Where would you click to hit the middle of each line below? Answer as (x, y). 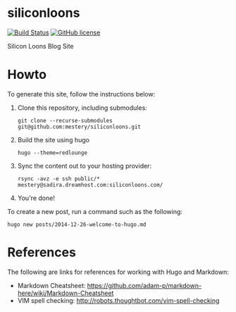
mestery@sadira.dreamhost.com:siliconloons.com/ (90, 185)
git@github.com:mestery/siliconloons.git (79, 127)
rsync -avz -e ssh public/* (58, 179)
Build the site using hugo (54, 139)
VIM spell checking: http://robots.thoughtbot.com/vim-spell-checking (118, 300)
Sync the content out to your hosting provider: (85, 166)
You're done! (36, 198)
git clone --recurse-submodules (65, 120)
